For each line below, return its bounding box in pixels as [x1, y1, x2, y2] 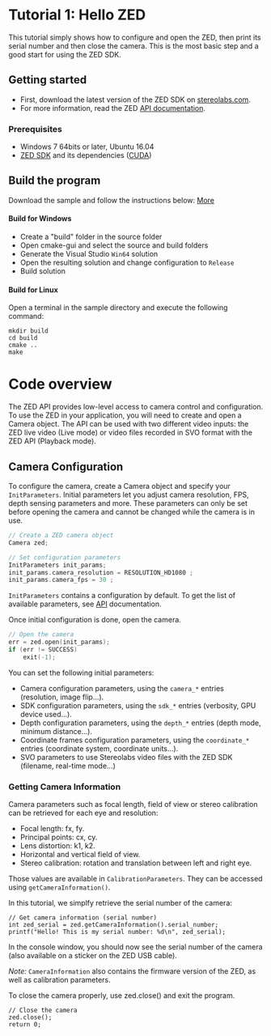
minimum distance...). [19, 726, 93, 736]
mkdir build [8, 327, 49, 335]
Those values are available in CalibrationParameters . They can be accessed [8, 874, 263, 884]
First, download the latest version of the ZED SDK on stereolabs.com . [19, 95, 251, 104]
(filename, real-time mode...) [19, 761, 116, 771]
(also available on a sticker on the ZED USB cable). [8, 951, 178, 961]
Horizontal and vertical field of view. [19, 850, 141, 860]
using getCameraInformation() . [8, 882, 111, 892]
